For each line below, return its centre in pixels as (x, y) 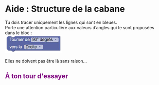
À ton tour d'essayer (37, 76)
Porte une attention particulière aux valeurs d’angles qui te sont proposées (80, 27)
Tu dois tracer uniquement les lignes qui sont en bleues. (61, 22)
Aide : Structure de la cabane (65, 9)
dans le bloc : (18, 33)
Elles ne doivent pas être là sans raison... (46, 61)
